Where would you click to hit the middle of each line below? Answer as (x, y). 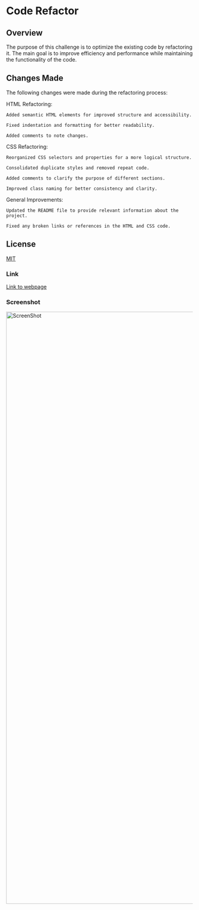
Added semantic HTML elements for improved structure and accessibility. (99, 115)
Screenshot (23, 302)
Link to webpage (27, 286)
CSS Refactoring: (27, 146)
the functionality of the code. (41, 60)
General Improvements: (35, 199)
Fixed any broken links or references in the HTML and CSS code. (88, 226)
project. (17, 215)
